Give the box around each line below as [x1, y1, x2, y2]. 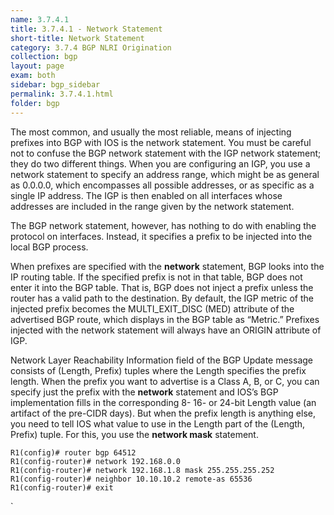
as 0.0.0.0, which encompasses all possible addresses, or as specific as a [10, 179, 315, 191]
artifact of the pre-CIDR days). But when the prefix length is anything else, [10, 407, 316, 419]
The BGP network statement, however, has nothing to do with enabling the [10, 219, 317, 231]
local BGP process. [10, 241, 89, 253]
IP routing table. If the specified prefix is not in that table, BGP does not [10, 271, 303, 283]
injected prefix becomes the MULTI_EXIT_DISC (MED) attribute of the [10, 302, 295, 315]
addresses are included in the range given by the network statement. [10, 200, 295, 212]
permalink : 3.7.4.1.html [10, 89, 114, 99]
